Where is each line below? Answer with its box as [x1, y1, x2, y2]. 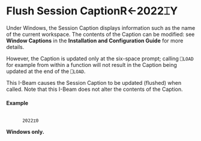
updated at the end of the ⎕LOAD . [6, 68, 86, 75]
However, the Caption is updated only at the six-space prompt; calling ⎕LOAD [6, 55, 194, 62]
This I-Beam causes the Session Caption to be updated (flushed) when [6, 79, 182, 86]
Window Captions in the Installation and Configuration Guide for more [6, 37, 184, 44]
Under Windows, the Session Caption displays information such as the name [6, 24, 196, 31]
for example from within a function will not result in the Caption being [6, 61, 177, 68]
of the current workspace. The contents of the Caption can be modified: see [6, 30, 195, 38]
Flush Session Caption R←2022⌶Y [6, 4, 178, 18]
